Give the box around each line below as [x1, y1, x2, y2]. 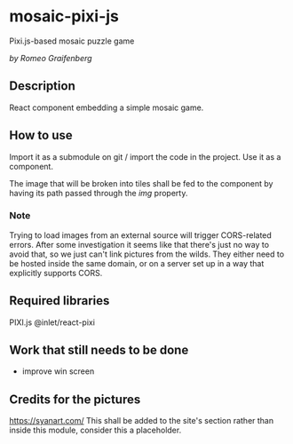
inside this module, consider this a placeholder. [9, 424, 182, 436]
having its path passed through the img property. [9, 187, 188, 198]
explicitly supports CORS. [9, 267, 103, 278]
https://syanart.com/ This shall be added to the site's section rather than [9, 416, 273, 426]
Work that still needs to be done [9, 343, 189, 358]
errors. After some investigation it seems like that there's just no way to [9, 239, 269, 250]
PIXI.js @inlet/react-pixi [9, 317, 96, 328]
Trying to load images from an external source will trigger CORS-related [9, 229, 273, 241]
